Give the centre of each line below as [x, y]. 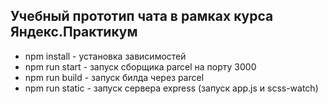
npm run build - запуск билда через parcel [114, 77]
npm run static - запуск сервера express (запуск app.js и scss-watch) [171, 88]
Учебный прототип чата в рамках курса [142, 16]
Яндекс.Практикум [74, 32]
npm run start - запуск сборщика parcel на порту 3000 [140, 66]
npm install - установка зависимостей [105, 56]
